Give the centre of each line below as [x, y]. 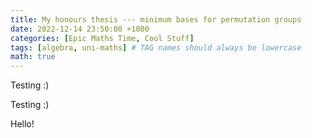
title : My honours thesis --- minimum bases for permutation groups [156, 19]
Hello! [22, 124]
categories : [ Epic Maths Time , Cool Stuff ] [102, 38]
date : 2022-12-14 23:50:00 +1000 [80, 29]
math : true [33, 57]
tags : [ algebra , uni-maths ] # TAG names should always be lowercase [156, 47]
